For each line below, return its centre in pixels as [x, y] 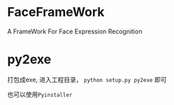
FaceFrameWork [56, 12]
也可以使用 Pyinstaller [40, 94]
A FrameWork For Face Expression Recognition [75, 31]
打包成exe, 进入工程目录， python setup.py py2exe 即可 [87, 79]
